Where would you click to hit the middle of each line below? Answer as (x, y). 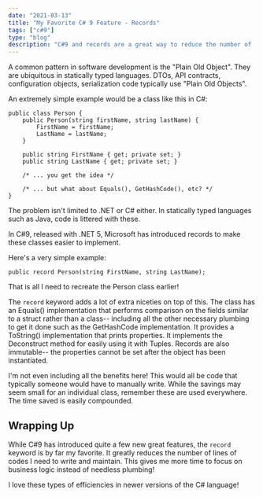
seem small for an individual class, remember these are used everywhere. (128, 392)
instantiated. (28, 361)
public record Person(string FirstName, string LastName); (107, 272)
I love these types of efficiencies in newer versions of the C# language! (124, 484)
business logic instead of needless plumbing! (81, 469)
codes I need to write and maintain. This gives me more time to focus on (125, 461)
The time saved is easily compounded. (71, 401)
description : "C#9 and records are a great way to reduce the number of (130, 45)
